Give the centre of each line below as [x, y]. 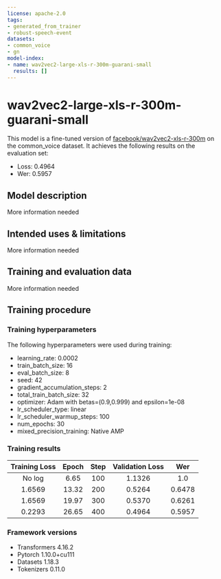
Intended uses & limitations [67, 233]
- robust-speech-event [39, 33]
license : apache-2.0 [37, 13]
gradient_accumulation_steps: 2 [62, 387]
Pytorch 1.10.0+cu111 [46, 555]
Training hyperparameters [52, 329]
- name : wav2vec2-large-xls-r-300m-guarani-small [80, 65]
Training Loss [33, 466]
